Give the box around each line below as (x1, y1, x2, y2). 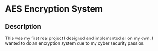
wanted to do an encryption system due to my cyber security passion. (5, 40, 145, 46)
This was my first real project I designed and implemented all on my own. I (5, 35, 154, 41)
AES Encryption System (5, 3, 103, 14)
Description (5, 23, 41, 31)
